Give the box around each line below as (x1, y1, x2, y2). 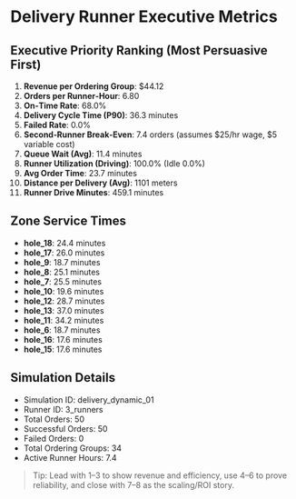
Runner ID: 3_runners (23, 404, 104, 414)
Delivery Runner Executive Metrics (10, 6, 278, 27)
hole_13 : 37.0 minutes (23, 304, 104, 315)
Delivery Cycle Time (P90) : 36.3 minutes (23, 110, 179, 120)
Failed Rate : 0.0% (23, 120, 92, 130)
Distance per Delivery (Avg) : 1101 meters (23, 177, 178, 188)
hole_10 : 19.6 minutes (23, 285, 104, 296)
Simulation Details (10, 370, 116, 385)
